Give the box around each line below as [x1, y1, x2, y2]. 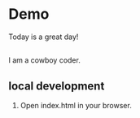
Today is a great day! [8, 32, 79, 42]
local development [8, 79, 105, 93]
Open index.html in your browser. [20, 101, 132, 111]
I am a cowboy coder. [8, 55, 81, 65]
